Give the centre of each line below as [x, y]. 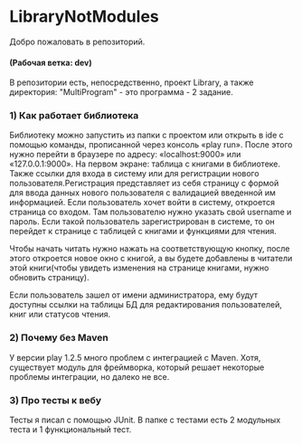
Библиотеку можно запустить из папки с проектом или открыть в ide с [146, 135]
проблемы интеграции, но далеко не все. [90, 376]
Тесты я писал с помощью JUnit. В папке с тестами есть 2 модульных [145, 420]
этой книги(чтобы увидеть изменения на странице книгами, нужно [139, 268]
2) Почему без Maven [59, 338]
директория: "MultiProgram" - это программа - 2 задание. [121, 92]
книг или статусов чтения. [60, 315]
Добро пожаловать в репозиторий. [77, 42]
